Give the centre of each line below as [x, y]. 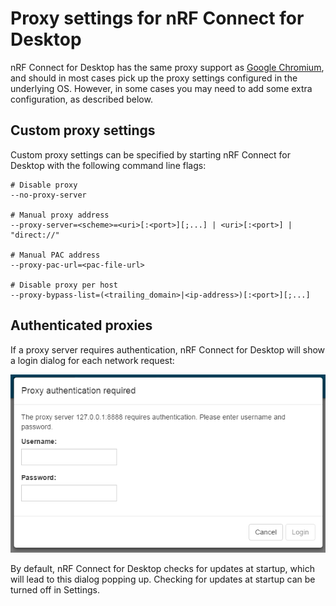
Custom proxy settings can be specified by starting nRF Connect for [151, 154]
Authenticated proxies [81, 325]
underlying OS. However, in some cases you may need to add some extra [161, 88]
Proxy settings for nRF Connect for [157, 18]
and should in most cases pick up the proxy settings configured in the [154, 78]
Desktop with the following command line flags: [108, 165]
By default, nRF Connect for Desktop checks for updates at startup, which [162, 568]
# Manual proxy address [60, 215]
